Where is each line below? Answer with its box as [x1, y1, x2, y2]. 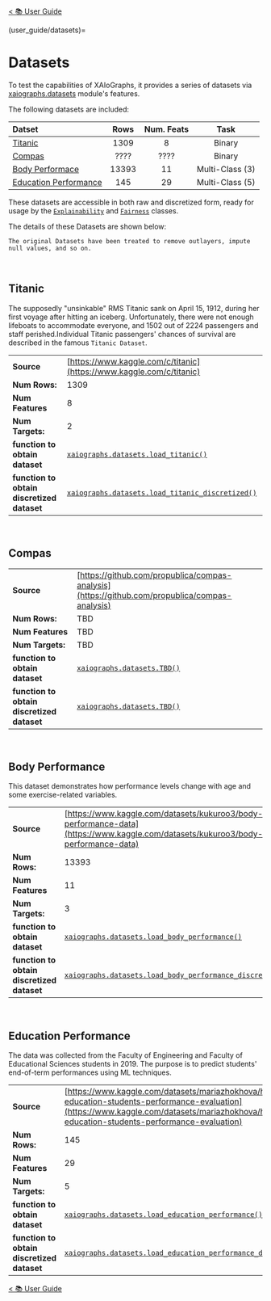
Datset [12, 124, 39, 135]
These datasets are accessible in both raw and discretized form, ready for [8, 197, 254, 207]
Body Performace [12, 163, 79, 175]
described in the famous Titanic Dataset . [8, 338, 148, 347]
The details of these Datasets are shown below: [8, 221, 167, 231]
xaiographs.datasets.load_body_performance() [64, 933, 243, 941]
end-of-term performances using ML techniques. [8, 1067, 172, 1077]
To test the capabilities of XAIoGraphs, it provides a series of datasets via [8, 80, 252, 90]
